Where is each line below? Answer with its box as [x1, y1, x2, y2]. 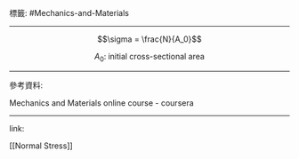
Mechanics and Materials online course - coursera [9, 97, 194, 108]
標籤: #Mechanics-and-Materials [9, 8, 129, 18]
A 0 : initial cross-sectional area [94, 52, 205, 64]
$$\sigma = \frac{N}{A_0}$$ [97, 34, 202, 44]
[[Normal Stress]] [9, 140, 73, 151]
